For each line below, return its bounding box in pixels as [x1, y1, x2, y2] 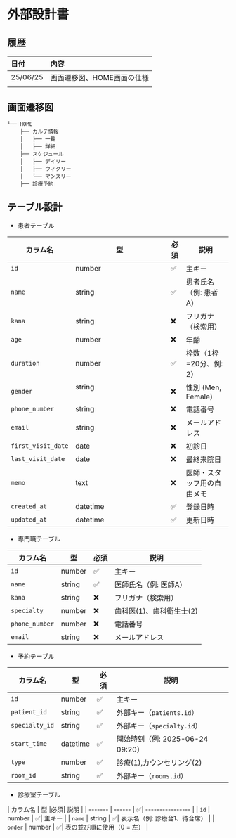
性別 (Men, [185, 382, 222, 392]
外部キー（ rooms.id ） [116, 771, 188, 780]
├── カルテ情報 [20, 128, 59, 135]
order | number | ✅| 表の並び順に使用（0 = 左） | [7, 823, 149, 831]
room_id [11, 771, 37, 779]
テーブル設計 [7, 201, 63, 213]
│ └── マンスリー [20, 173, 72, 180]
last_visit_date [11, 455, 65, 463]
